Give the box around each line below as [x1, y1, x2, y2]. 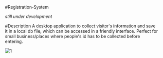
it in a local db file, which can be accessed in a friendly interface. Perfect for [5, 28, 158, 34]
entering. [5, 39, 23, 44]
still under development [5, 14, 53, 19]
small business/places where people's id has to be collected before [5, 34, 140, 39]
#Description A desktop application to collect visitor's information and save [5, 23, 156, 29]
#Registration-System [5, 4, 49, 10]
